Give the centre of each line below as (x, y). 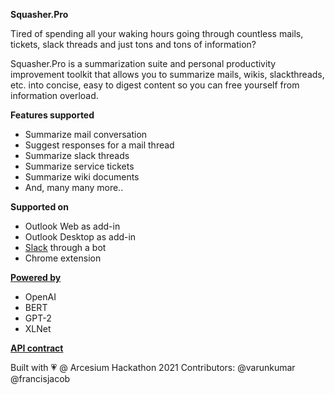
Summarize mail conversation (86, 134)
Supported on (39, 207)
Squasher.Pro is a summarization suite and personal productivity (143, 63)
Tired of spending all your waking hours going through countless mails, (157, 33)
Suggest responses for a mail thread (99, 145)
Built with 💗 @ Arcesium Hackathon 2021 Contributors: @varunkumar (153, 367)
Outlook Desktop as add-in (80, 237)
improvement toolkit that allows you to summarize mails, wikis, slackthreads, (167, 74)
